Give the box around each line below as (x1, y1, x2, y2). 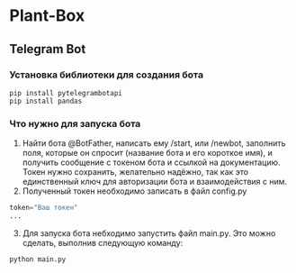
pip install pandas (9, 96, 83, 105)
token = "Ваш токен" (9, 204, 78, 213)
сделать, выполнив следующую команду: (22, 237, 184, 248)
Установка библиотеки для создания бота (9, 68, 204, 81)
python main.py (9, 254, 67, 264)
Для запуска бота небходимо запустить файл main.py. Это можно (22, 227, 276, 239)
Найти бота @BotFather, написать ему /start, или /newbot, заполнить (22, 138, 286, 149)
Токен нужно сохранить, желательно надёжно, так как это (22, 167, 249, 177)
